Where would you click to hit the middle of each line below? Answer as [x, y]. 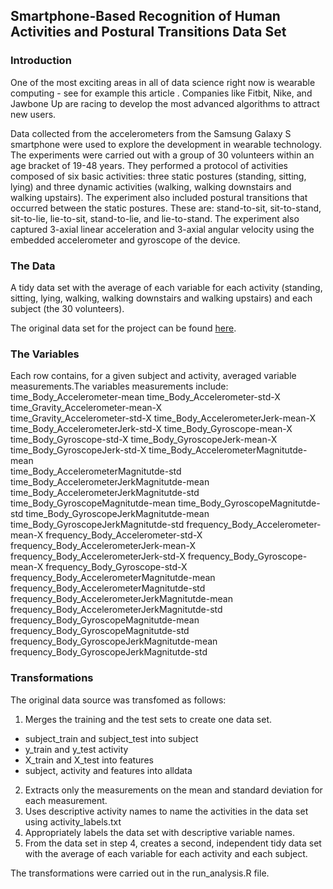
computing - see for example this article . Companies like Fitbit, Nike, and [161, 93]
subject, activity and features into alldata [108, 770]
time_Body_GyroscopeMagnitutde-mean [93, 503]
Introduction [41, 61]
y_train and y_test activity [76, 749]
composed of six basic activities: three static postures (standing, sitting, [158, 176]
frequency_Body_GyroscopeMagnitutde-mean [105, 620]
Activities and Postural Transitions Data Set [148, 32]
